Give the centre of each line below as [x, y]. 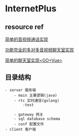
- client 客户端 [21, 129]
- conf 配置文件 [29, 124]
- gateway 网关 [29, 114]
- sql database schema [37, 119]
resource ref [25, 27]
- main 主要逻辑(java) [36, 95]
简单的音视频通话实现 [26, 39]
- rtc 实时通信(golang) [37, 100]
